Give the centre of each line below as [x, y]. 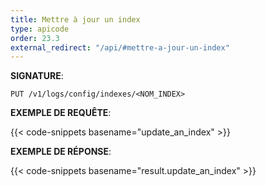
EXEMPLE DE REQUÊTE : [61, 113]
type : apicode [40, 29]
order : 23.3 [35, 38]
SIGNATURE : [37, 76]
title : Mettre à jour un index [75, 19]
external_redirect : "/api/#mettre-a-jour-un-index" [120, 47]
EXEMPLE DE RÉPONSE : [61, 152]
